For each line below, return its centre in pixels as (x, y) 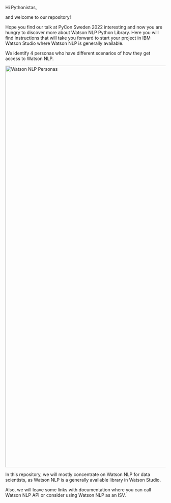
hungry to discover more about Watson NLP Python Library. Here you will (82, 32)
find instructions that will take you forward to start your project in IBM (78, 38)
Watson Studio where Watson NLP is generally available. (64, 43)
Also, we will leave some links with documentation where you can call (78, 490)
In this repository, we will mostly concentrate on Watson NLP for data (78, 474)
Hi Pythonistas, (21, 7)
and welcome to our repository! (38, 17)
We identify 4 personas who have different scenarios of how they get (78, 53)
